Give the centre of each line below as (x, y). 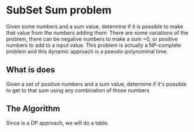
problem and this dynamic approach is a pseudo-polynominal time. (87, 51)
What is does (31, 70)
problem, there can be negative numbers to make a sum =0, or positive (92, 39)
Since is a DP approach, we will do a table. (58, 123)
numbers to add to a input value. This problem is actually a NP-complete (93, 45)
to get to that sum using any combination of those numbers (78, 90)
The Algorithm (33, 109)
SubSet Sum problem (59, 10)
